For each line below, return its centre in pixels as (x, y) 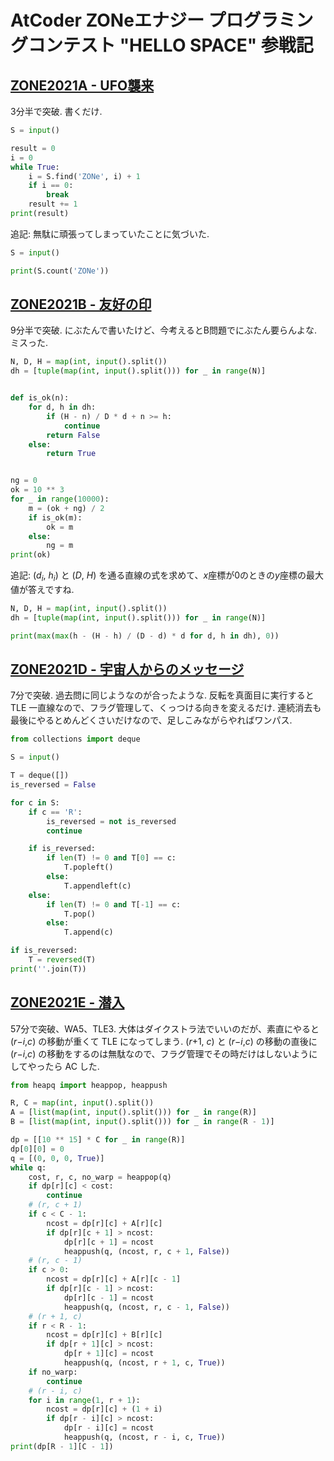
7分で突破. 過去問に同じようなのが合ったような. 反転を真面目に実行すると (162, 695)
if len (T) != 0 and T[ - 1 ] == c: (114, 904)
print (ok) (31, 555)
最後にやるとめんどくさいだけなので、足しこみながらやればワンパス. (151, 720)
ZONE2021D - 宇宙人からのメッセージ (127, 669)
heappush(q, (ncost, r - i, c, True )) (144, 1437)
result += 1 (53, 204)
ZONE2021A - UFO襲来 (82, 85)
